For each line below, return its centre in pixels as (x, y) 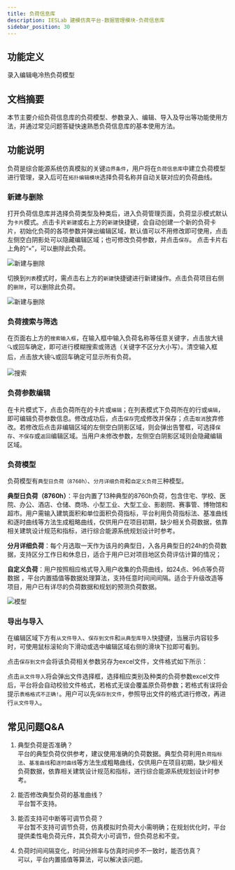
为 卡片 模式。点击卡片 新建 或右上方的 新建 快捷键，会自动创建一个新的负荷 (109, 222)
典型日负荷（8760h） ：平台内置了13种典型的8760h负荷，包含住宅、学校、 (114, 496)
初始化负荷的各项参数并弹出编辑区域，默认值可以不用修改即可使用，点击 (123, 231)
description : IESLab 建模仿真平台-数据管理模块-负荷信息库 (86, 20)
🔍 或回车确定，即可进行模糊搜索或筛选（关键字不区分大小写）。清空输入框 (113, 347)
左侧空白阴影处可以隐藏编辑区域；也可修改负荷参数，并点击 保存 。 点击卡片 (114, 240)
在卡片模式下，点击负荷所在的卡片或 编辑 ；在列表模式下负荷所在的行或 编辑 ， (116, 409)
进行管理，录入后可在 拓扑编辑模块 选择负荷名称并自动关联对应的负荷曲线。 (112, 177)
